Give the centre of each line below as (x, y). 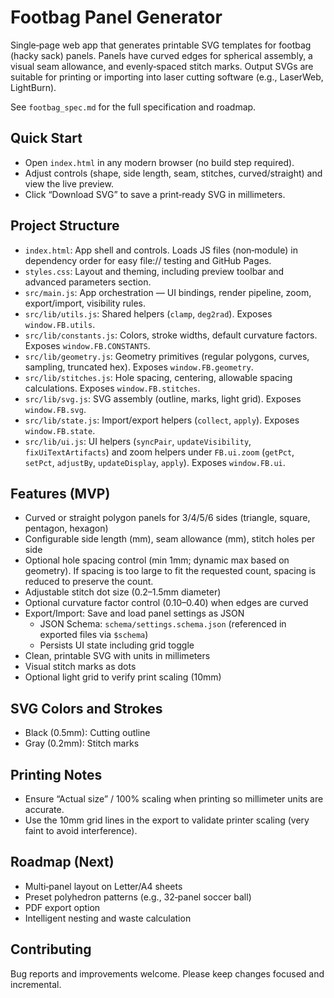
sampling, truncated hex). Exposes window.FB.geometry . (139, 367)
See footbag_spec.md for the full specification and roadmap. (133, 107)
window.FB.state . (60, 430)
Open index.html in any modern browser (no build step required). (159, 162)
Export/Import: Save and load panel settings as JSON (134, 613)
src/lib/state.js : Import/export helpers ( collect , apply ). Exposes (162, 420)
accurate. (44, 809)
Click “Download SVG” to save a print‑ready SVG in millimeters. (155, 194)
